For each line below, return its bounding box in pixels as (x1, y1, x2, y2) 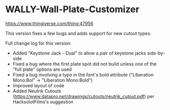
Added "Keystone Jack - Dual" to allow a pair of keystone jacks (12, 50, 147, 56)
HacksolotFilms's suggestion (12, 98, 74, 105)
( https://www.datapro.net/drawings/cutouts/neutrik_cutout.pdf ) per (12, 93, 155, 99)
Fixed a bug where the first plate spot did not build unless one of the (12, 61, 157, 67)
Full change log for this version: (5, 40, 71, 46)
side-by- (147, 50, 165, 56)
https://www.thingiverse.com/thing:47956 (5, 20, 93, 26)
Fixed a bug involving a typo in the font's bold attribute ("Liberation (12, 71, 154, 77)
